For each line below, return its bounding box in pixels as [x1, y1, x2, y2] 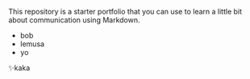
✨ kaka [8, 63, 31, 73]
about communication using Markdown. [8, 15, 140, 25]
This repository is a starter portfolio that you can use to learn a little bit [8, 7, 243, 16]
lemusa [19, 39, 45, 49]
